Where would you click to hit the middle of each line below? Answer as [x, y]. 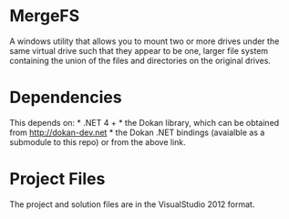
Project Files [57, 179]
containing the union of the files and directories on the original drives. [140, 60]
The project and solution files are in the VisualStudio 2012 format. [132, 204]
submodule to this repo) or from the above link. [98, 141]
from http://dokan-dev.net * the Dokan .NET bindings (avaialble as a [137, 132]
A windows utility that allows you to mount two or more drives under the [144, 41]
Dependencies [66, 98]
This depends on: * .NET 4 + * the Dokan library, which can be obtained [144, 122]
